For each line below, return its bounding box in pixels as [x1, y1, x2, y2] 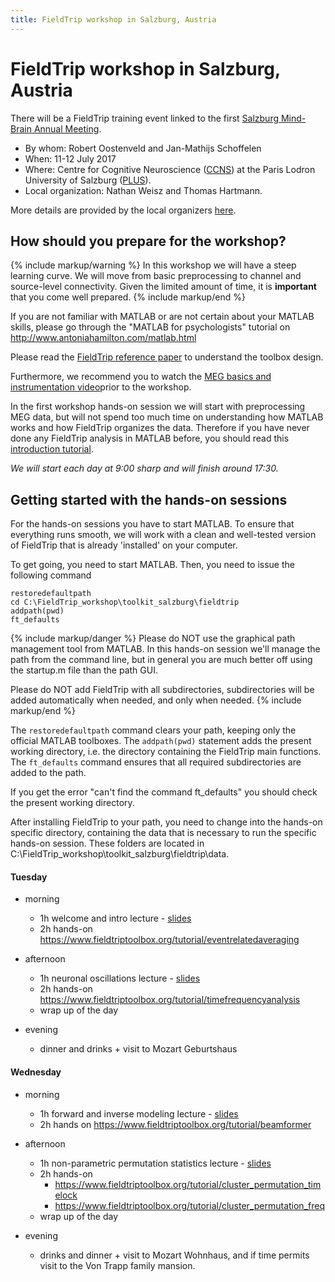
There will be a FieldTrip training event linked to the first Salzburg [10, 112, 280, 124]
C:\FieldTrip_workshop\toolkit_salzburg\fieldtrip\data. [10, 848, 230, 860]
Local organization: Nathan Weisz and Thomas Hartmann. [24, 184, 263, 196]
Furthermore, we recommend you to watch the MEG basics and [10, 371, 272, 383]
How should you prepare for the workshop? [10, 232, 287, 250]
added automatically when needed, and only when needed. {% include [10, 694, 302, 706]
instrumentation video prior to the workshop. [10, 381, 192, 393]
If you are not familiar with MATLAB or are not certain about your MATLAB [10, 311, 315, 323]
